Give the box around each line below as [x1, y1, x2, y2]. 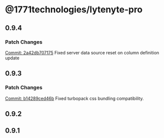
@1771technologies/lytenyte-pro [5, 4, 143, 15]
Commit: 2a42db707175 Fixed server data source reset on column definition [5, 49, 159, 55]
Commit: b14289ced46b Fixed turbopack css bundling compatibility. [5, 95, 144, 101]
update [5, 55, 20, 61]
